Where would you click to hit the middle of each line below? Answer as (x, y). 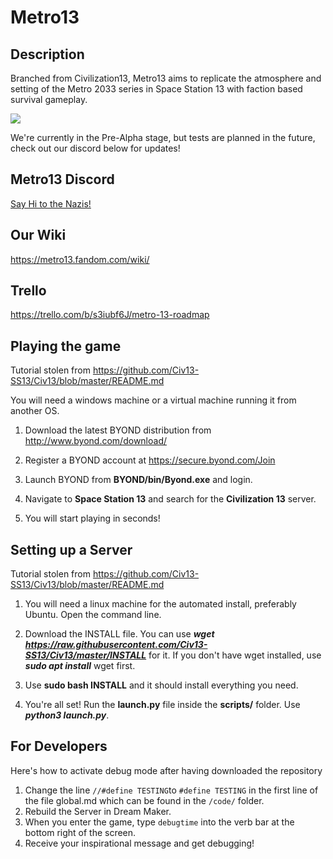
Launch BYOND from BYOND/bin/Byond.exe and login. (138, 480)
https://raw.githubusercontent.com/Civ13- (116, 645)
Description (47, 54)
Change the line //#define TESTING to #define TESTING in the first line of (171, 790)
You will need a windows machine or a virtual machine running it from (153, 400)
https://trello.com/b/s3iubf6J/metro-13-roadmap (110, 315)
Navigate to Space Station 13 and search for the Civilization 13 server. (170, 499)
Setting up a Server (71, 549)
